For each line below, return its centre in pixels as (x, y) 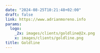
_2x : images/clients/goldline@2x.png (55, 33)
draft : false (19, 15)
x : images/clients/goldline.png (49, 38)
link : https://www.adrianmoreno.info (46, 19)
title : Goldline (23, 43)
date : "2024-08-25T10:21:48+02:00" (43, 10)
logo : (16, 29)
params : (14, 24)
